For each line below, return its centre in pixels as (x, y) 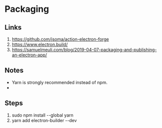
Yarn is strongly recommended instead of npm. (60, 82)
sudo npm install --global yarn (42, 115)
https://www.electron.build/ (40, 44)
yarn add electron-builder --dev (44, 120)
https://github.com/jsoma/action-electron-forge (60, 39)
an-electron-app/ (29, 55)
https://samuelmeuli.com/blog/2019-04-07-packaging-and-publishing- (84, 50)
